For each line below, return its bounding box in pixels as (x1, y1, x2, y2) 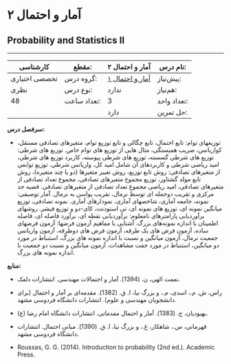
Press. (16, 350, 36, 358)
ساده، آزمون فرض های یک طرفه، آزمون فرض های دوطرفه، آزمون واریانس (16, 226, 208, 234)
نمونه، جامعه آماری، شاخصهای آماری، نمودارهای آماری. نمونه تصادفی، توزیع (16, 197, 209, 205)
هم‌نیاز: (157, 85, 177, 94)
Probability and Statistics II (7, 34, 125, 46)
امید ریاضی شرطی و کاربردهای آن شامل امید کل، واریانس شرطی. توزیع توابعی (16, 161, 219, 168)
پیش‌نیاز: (157, 74, 182, 83)
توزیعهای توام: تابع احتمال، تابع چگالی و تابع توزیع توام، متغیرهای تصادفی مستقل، (16, 139, 221, 146)
